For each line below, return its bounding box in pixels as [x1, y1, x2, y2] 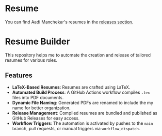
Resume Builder [5, 36, 70, 47]
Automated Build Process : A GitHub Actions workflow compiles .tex [12, 89, 150, 95]
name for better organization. [12, 105, 71, 111]
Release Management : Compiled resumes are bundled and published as [12, 110, 158, 116]
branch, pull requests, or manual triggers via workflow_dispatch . [12, 125, 140, 131]
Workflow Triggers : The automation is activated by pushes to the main [12, 120, 153, 126]
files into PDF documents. [12, 94, 64, 100]
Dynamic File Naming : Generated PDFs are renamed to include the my [12, 100, 154, 105]
